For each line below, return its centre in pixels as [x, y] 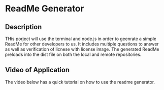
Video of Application [37, 70]
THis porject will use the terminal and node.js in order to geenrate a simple [81, 39]
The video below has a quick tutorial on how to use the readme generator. [80, 82]
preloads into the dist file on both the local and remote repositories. [73, 54]
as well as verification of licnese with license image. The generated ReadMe [82, 49]
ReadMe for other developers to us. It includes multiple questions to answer [82, 44]
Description [23, 27]
